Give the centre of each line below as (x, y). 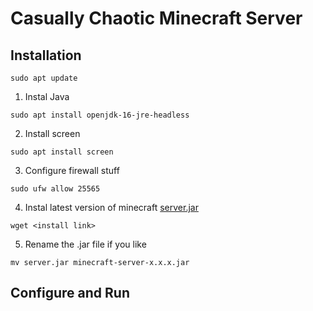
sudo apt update (44, 78)
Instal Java (47, 96)
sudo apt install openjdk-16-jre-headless (100, 115)
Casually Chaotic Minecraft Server (156, 18)
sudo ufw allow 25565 (55, 189)
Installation (46, 55)
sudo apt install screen (62, 152)
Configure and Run (70, 293)
